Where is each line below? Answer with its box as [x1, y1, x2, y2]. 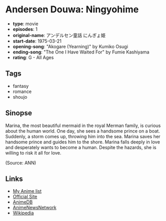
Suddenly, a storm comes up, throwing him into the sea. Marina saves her [5, 133, 160, 139]
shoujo [12, 94, 27, 100]
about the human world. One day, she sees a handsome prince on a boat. [5, 127, 160, 134]
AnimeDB [12, 199, 33, 205]
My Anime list [12, 188, 42, 194]
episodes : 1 [12, 26, 37, 32]
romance [12, 88, 32, 95]
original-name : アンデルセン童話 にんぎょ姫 [12, 32, 106, 38]
